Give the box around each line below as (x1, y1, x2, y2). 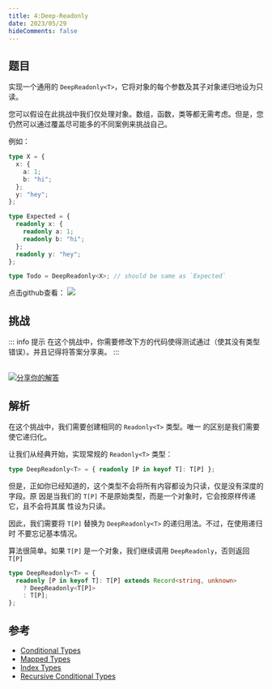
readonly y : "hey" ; (15, 250, 82, 258)
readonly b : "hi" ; (23, 235, 85, 243)
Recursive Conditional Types (19, 671, 116, 681)
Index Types (19, 663, 62, 672)
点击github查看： (8, 288, 66, 298)
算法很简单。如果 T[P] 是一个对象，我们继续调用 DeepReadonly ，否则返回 (8, 546, 250, 555)
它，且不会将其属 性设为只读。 (8, 501, 110, 511)
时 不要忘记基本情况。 (8, 528, 82, 538)
